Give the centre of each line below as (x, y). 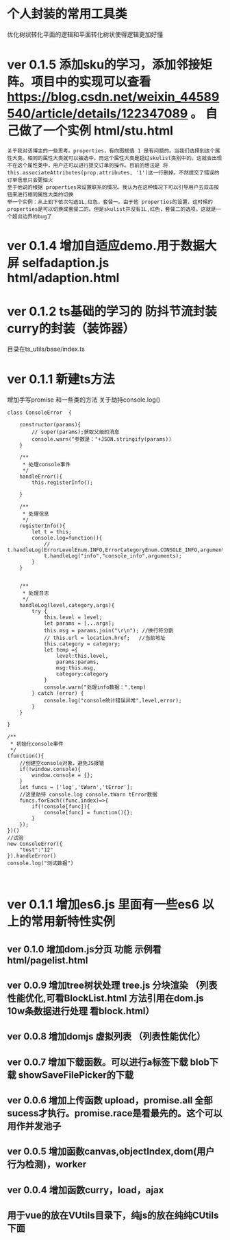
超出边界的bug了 (32, 216)
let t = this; (52, 532)
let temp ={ (61, 650)
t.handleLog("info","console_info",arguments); (113, 556)
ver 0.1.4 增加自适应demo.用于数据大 (112, 246)
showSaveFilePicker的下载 (76, 1075)
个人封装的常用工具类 (67, 14)
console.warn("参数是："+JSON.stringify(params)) (102, 439)
